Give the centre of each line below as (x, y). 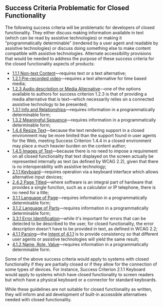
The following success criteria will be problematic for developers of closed (80, 27)
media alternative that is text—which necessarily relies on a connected (83, 99)
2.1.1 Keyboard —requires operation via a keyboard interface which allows (85, 172)
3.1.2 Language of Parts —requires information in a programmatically (80, 208)
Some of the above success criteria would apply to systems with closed (77, 259)
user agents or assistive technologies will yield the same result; (75, 239)
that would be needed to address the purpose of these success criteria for (80, 59)
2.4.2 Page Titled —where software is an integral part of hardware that (82, 182)
